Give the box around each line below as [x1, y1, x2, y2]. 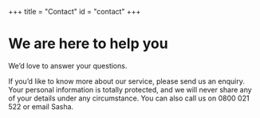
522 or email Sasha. [8, 101, 74, 111]
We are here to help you [8, 35, 169, 53]
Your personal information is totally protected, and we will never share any [8, 85, 253, 94]
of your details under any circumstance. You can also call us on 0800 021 [8, 93, 250, 103]
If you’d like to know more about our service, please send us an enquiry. [8, 76, 245, 86]
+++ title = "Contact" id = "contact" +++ [8, 7, 141, 16]
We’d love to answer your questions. [8, 61, 128, 70]
